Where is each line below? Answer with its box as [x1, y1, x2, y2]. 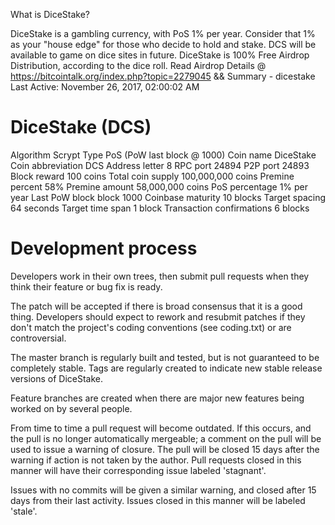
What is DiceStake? [10, 9, 91, 20]
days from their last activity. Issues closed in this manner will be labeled [10, 494, 306, 506]
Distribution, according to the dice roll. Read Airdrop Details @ [10, 60, 267, 71]
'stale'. [10, 505, 38, 517]
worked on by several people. [10, 402, 133, 414]
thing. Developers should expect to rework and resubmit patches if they [10, 310, 306, 323]
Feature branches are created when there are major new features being [10, 392, 305, 404]
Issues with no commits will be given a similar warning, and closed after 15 [10, 484, 317, 496]
